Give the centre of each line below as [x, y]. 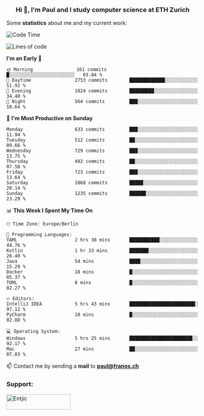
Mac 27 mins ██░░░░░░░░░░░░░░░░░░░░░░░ [102, 349]
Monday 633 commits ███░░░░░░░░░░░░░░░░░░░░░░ [102, 130]
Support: [20, 384]
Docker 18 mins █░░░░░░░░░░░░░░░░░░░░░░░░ [102, 272]
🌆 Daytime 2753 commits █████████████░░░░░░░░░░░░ [102, 81]
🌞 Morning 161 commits [56, 70]
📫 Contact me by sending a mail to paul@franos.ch [73, 366]
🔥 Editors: [20, 299]
